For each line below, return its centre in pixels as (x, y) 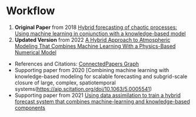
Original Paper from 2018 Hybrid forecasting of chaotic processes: (96, 27)
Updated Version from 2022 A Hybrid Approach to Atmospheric (92, 40)
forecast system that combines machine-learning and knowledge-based (102, 101)
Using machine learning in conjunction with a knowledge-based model (100, 33)
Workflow (31, 11)
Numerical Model (36, 52)
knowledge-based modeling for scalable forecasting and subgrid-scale (101, 76)
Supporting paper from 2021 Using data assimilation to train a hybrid (97, 95)
